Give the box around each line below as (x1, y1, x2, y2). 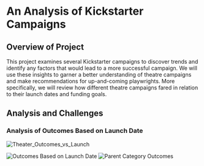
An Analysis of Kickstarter (6, 4, 144, 18)
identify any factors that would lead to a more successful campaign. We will (6, 64, 198, 72)
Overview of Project (6, 42, 85, 52)
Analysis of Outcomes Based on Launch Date (6, 127, 143, 135)
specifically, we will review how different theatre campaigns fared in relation (6, 84, 198, 91)
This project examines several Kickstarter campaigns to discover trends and (6, 58, 198, 65)
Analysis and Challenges (6, 108, 104, 119)
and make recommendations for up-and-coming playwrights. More (6, 78, 175, 85)
